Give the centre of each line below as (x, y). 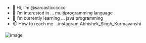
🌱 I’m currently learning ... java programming (57, 18)
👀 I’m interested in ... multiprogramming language (62, 13)
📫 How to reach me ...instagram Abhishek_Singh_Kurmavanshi (76, 24)
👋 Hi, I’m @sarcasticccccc (39, 8)
